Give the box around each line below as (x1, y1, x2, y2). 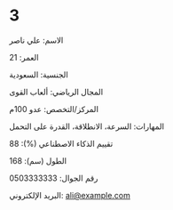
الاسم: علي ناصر (9, 35, 64, 45)
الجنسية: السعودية (9, 69, 68, 80)
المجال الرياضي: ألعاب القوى (9, 86, 104, 97)
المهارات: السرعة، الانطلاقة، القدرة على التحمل (9, 121, 165, 132)
